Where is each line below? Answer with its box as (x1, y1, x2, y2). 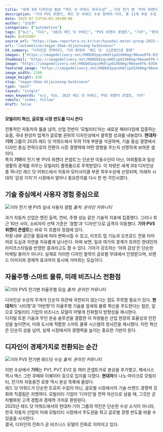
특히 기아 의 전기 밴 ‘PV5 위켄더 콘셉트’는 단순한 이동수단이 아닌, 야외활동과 (5, 156, 147, 162)
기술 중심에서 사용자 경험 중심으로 (5, 190, 99, 199)
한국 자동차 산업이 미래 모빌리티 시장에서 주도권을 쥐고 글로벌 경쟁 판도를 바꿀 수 (5, 409, 157, 415)
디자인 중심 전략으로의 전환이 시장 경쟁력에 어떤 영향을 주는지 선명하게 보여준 (5, 144, 150, 150)
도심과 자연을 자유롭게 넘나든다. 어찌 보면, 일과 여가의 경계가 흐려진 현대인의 (14, 239, 158, 244)
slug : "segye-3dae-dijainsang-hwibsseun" (5, 79, 90, 84)
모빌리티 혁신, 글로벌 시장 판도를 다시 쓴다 (5, 116, 83, 121)
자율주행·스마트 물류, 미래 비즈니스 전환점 (5, 273, 121, 281)
